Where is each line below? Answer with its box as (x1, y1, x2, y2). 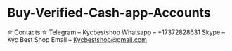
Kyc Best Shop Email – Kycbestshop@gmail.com (7, 35, 148, 43)
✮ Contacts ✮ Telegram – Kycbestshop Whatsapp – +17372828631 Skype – (7, 28, 226, 36)
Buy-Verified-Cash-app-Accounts (7, 5, 211, 21)
